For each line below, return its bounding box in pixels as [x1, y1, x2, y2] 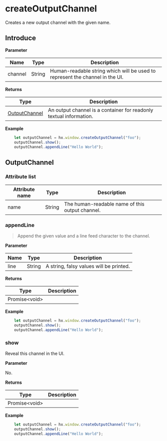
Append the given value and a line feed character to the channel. [17, 233, 151, 239]
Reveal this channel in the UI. [5, 350, 65, 356]
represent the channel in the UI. [50, 73, 124, 80]
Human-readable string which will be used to [50, 67, 156, 74]
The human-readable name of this [64, 201, 145, 208]
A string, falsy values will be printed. [45, 263, 130, 270]
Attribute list [5, 173, 36, 180]
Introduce [5, 34, 36, 42]
